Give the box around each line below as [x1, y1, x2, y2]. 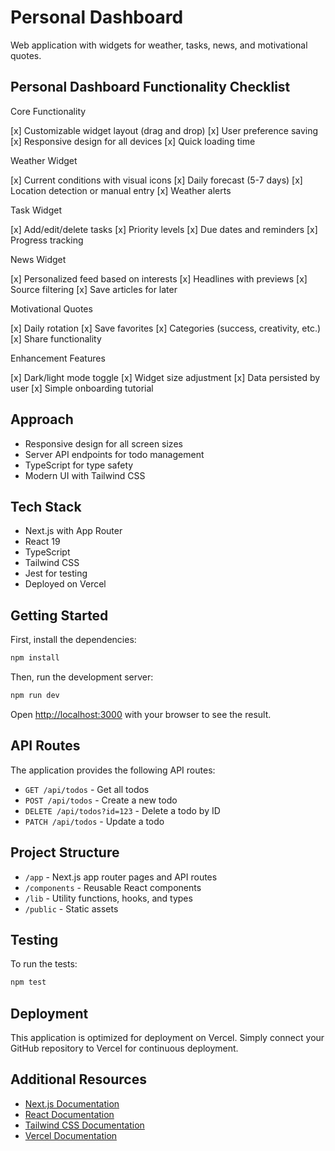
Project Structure [10, 844, 120, 861]
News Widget [10, 253, 67, 265]
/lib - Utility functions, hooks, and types [24, 892, 193, 904]
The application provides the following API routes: [10, 764, 216, 776]
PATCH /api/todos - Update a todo [24, 815, 165, 827]
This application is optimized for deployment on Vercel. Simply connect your [10, 1032, 325, 1044]
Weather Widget [10, 154, 78, 166]
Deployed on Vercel [24, 578, 107, 590]
